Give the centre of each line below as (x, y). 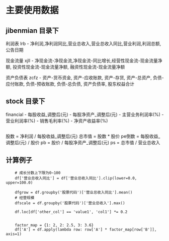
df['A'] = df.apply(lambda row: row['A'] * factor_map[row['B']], (86, 230)
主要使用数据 (32, 10)
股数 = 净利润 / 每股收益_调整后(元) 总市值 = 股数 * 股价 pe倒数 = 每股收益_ (83, 136)
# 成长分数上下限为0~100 (38, 173)
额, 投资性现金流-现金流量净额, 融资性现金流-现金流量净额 (65, 67)
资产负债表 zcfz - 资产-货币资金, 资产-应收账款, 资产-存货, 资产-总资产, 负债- (85, 78)
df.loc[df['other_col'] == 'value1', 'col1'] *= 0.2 (71, 212)
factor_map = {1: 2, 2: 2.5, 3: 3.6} (54, 225)
